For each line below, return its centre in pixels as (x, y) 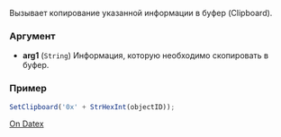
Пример (28, 89)
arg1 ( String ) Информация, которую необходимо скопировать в (145, 56)
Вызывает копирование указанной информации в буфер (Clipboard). (141, 13)
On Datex (27, 124)
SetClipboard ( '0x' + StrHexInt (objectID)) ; (92, 107)
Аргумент (32, 36)
